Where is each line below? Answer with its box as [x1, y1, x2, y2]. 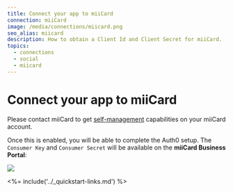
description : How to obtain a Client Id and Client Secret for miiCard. [7, 36, 223, 43]
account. [7, 122, 33, 131]
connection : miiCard [7, 17, 67, 24]
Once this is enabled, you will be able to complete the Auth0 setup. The [7, 136, 212, 144]
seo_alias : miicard [7, 29, 64, 37]
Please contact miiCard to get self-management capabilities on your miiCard [7, 115, 226, 123]
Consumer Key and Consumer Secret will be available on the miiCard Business [7, 143, 226, 152]
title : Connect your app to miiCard [7, 10, 113, 17]
